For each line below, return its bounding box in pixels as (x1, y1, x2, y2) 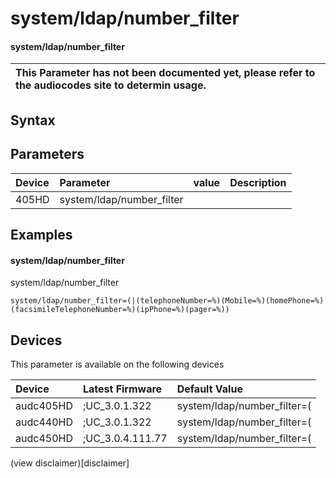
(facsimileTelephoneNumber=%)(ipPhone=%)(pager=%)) (10, 305, 230, 315)
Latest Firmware (82, 382, 163, 396)
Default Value (176, 382, 243, 396)
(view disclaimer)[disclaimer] (10, 457, 130, 469)
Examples (10, 226, 73, 243)
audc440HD (15, 415, 73, 429)
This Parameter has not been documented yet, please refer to (15, 66, 316, 80)
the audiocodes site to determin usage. (15, 78, 207, 92)
